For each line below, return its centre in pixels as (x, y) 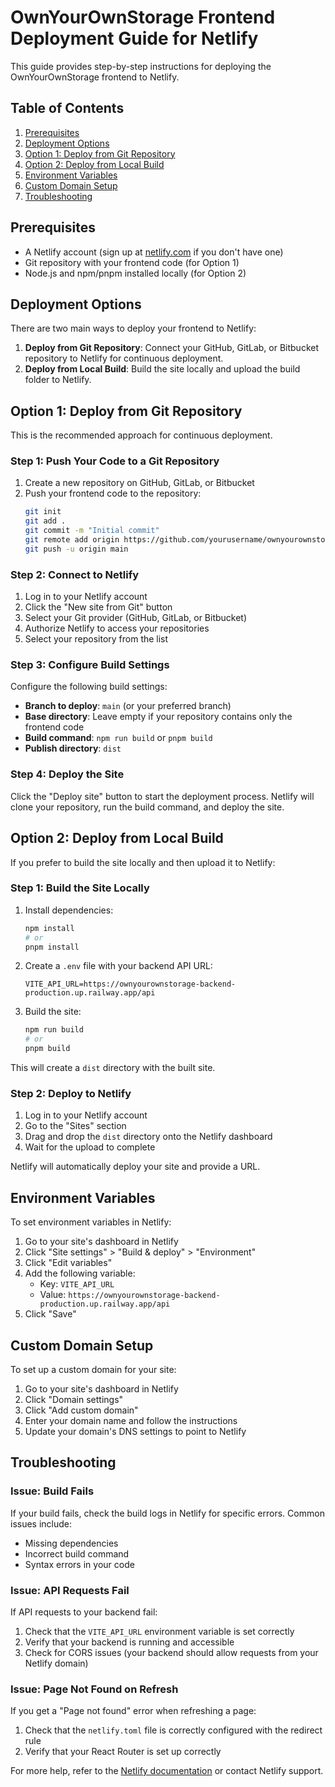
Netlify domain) (56, 1663)
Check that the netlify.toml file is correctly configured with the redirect (173, 1730)
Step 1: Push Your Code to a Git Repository (115, 461)
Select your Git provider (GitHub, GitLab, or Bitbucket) (136, 618)
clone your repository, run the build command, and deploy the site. (147, 807)
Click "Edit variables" (68, 1263)
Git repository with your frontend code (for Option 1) (132, 262)
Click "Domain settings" (74, 1400)
